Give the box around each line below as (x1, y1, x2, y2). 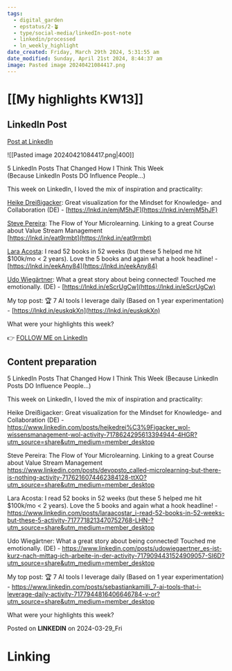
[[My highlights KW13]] (7, 91, 144, 107)
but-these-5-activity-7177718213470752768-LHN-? (7, 516, 154, 524)
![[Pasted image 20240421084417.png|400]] (7, 150, 134, 159)
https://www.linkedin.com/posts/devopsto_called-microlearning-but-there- (7, 466, 222, 475)
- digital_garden (13, 17, 64, 24)
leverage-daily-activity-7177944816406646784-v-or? (7, 590, 161, 598)
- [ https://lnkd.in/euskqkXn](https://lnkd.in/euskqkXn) (7, 306, 161, 315)
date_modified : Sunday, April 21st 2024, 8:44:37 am (7, 55, 163, 62)
